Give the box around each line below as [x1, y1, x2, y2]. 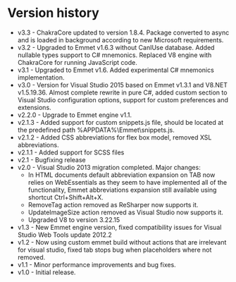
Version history [7, 5, 100, 21]
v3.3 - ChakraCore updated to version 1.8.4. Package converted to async [17, 28, 230, 37]
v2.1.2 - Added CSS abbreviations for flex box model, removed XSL [17, 133, 212, 142]
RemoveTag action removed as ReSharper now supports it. [27, 200, 199, 209]
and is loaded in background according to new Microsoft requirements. [17, 35, 224, 44]
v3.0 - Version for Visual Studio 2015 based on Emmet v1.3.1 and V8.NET [17, 80, 228, 89]
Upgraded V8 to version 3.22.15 [27, 215, 120, 223]
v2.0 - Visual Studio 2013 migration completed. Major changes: [17, 163, 201, 171]
